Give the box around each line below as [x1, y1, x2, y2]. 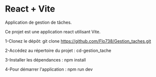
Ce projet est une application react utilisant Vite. [5, 29, 100, 34]
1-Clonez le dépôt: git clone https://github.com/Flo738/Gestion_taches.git [5, 38, 151, 44]
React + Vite [5, 3, 56, 15]
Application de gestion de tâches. [5, 19, 72, 25]
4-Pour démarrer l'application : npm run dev [5, 66, 93, 72]
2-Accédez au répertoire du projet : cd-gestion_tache [5, 47, 112, 53]
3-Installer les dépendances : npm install [5, 57, 86, 62]
